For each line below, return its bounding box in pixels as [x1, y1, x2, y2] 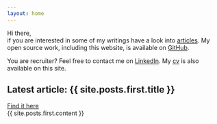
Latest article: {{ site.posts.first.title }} [7, 84, 176, 96]
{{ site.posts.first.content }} [7, 109, 84, 117]
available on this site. [7, 64, 66, 72]
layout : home [7, 10, 44, 17]
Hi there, [7, 29, 31, 37]
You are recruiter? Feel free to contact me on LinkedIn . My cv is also [7, 56, 199, 65]
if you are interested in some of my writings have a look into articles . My [7, 36, 210, 45]
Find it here [7, 102, 39, 110]
